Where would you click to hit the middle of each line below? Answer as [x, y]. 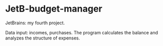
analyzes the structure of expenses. [43, 38]
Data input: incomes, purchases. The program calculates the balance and [82, 32]
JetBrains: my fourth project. [35, 23]
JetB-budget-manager [54, 9]
